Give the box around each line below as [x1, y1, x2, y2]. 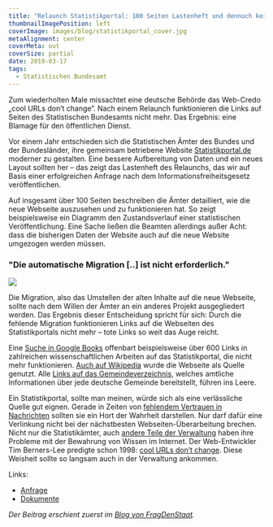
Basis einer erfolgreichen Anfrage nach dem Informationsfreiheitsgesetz [8, 171, 250, 181]
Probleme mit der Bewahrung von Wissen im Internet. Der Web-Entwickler [8, 436, 257, 446]
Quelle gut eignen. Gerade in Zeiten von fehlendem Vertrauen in [8, 402, 223, 412]
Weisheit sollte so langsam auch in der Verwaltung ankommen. [8, 453, 219, 464]
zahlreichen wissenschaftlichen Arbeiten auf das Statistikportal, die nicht [8, 351, 253, 361]
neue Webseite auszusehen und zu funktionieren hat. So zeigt [8, 204, 217, 214]
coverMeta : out [8, 42, 60, 50]
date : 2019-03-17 [8, 58, 67, 66]
